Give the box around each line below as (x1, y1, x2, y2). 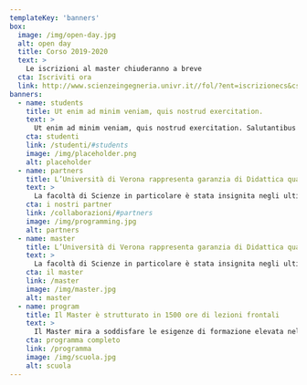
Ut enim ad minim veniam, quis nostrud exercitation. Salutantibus (33, 124, 297, 133)
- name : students (17, 98, 84, 108)
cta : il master (26, 268, 84, 277)
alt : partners (26, 225, 79, 234)
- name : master (17, 234, 76, 243)
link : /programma (26, 344, 92, 353)
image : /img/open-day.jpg (17, 30, 117, 39)
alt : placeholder (26, 157, 92, 167)
